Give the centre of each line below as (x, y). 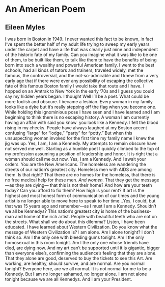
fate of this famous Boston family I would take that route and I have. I (74, 86)
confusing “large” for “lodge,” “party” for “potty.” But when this (69, 133)
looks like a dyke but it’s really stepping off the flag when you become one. (81, 107)
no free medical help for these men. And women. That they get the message (82, 180)
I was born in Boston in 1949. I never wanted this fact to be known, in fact (79, 39)
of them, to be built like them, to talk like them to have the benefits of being (81, 60)
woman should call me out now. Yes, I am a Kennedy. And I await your (76, 159)
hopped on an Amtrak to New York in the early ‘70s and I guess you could (80, 91)
